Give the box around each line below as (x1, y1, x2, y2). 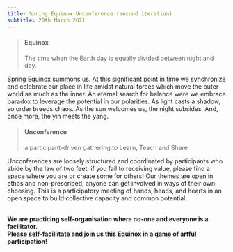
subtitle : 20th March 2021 (7, 17, 86, 24)
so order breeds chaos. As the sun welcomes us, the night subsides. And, (7, 104, 218, 112)
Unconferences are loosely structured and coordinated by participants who (7, 156, 223, 165)
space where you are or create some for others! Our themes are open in (7, 172, 214, 180)
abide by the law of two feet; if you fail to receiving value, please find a (7, 164, 211, 172)
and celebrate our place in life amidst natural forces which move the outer (7, 82, 219, 91)
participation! (7, 237, 48, 245)
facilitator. (7, 222, 38, 230)
